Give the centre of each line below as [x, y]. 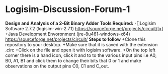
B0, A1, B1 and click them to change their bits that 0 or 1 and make [73, 60]
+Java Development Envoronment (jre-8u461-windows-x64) [68, 34]
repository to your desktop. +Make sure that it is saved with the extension [81, 44]
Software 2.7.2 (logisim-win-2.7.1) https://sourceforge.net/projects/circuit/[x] [84, 28]
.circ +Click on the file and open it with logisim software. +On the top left [80, 50]
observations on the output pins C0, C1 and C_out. [57, 66]
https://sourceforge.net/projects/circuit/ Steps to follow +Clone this [75, 39]
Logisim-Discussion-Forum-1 [68, 9]
